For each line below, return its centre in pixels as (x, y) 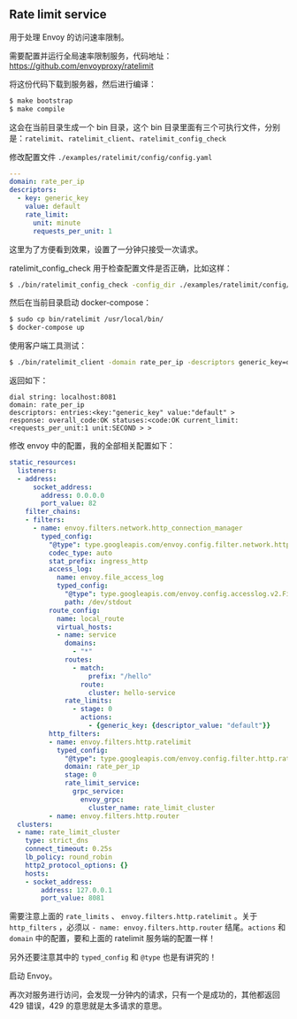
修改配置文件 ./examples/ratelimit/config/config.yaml (111, 157)
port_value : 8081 (72, 898)
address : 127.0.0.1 (77, 890)
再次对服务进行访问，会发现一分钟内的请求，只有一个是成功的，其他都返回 (145, 995)
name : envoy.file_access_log (110, 578)
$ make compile (37, 109)
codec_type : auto (80, 553)
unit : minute (57, 223)
